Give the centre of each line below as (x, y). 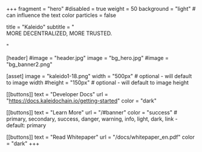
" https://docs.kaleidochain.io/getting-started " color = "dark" (82, 101)
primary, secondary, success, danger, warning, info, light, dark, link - (92, 119)
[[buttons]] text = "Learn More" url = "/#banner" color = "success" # (92, 112)
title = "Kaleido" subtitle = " (40, 27)
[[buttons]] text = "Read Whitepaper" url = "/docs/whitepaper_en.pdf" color (100, 137)
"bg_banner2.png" (29, 64)
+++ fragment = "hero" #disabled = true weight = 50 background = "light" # (101, 9)
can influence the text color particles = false (61, 15)
